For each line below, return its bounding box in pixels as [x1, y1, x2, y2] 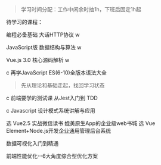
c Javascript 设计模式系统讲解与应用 [6, 107, 95, 114]
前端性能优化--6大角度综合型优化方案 [6, 152, 98, 160]
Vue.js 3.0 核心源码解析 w [6, 57, 70, 63]
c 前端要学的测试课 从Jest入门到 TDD [6, 95, 98, 101]
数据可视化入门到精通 [6, 140, 58, 147]
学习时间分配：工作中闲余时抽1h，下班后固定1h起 [20, 6, 141, 13]
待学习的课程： [6, 18, 43, 26]
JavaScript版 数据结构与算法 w [6, 44, 82, 51]
